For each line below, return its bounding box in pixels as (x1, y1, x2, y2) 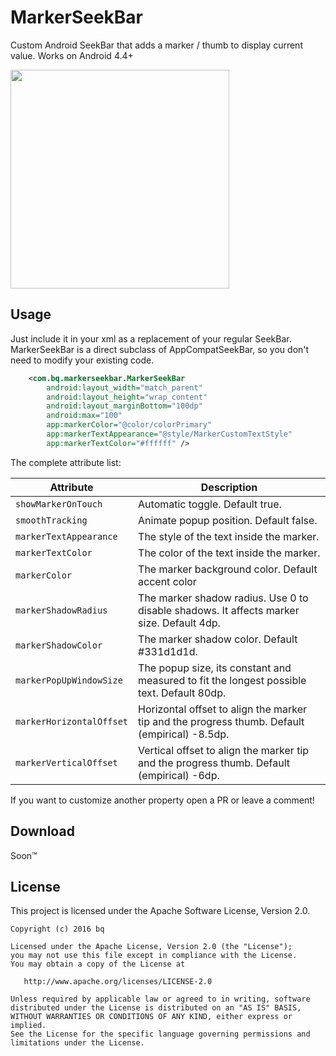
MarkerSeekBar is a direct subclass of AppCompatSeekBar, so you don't (10, 343, 310, 355)
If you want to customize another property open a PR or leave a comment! (10, 794, 315, 806)
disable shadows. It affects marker (138, 603, 300, 617)
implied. (10, 1021, 47, 1031)
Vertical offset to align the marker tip (138, 743, 310, 757)
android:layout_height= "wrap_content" (46, 392, 208, 402)
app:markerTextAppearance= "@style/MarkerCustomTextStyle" (46, 429, 293, 439)
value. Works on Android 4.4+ (10, 49, 134, 61)
